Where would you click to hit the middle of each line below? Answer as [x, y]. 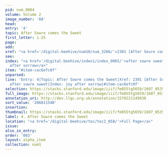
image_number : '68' [25, 19]
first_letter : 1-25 [25, 38]
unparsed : [15, 75]
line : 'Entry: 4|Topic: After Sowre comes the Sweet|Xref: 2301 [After [81, 79]
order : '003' [19, 135]
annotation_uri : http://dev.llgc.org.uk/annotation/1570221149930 [76, 98]
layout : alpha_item [25, 140]
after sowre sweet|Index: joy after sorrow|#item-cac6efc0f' [75, 84]
